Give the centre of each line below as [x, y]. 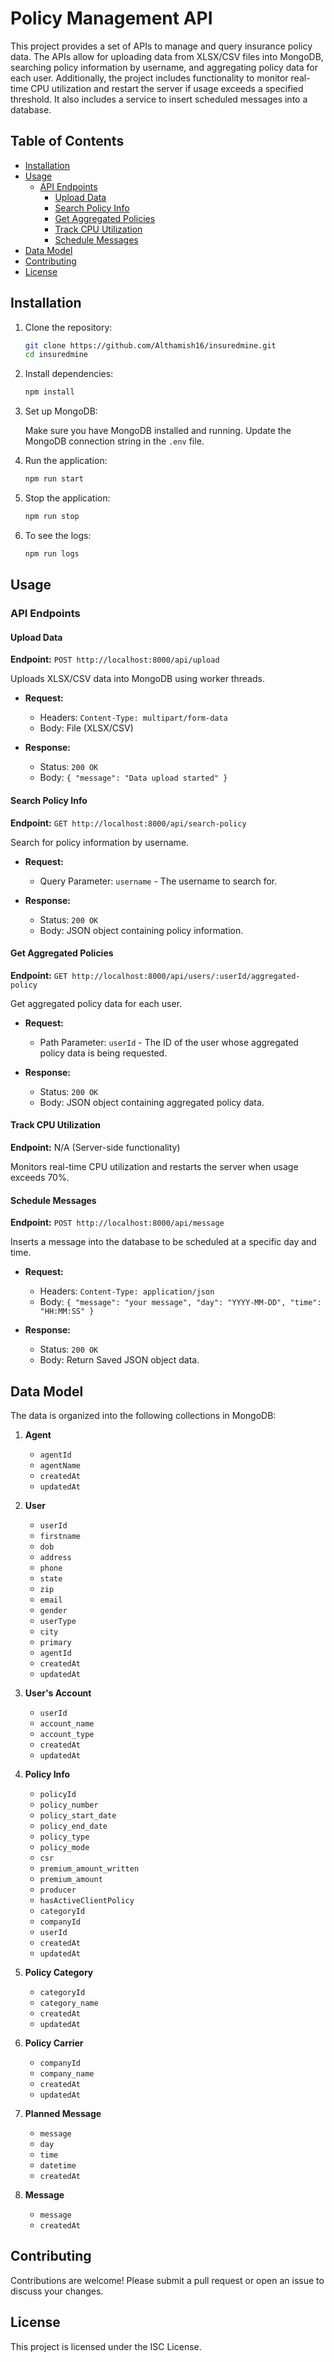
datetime [58, 2165]
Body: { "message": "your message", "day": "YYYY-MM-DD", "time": [180, 1302]
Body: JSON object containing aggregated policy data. [152, 1102]
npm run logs [52, 553]
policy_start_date [78, 1815]
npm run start [54, 479]
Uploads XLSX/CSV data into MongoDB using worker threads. [137, 679]
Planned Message [63, 2113]
